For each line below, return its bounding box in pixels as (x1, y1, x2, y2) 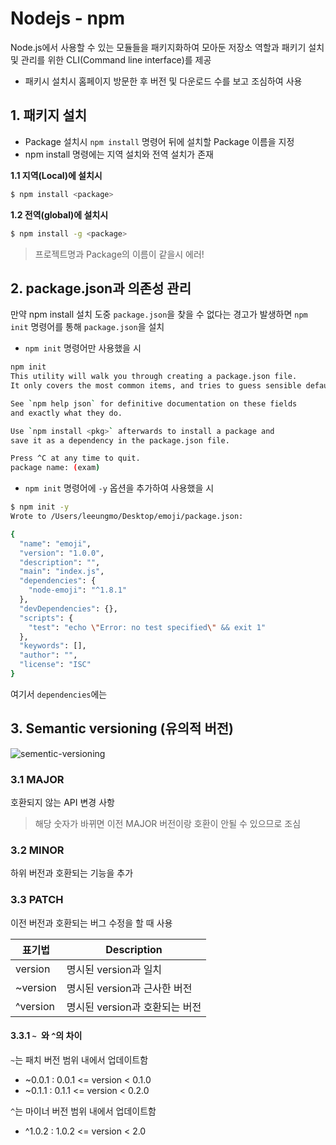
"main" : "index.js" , (19, 567, 105, 577)
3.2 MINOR (10, 843, 65, 857)
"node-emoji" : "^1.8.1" (28, 585, 128, 596)
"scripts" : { (19, 613, 74, 623)
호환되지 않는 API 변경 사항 (10, 797, 115, 809)
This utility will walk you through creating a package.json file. (10, 372, 298, 382)
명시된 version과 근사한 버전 (66, 981, 193, 995)
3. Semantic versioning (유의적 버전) (10, 720, 234, 737)
